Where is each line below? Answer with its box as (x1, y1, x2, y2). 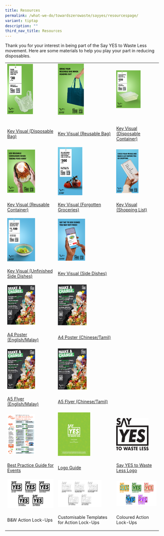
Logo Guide (58, 465, 82, 471)
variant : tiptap (5, 18, 38, 23)
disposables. (5, 53, 31, 59)
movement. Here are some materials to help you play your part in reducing (5, 48, 155, 54)
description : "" (5, 23, 38, 28)
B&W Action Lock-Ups (7, 517, 53, 523)
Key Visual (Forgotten (58, 201, 102, 208)
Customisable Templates (58, 514, 107, 520)
